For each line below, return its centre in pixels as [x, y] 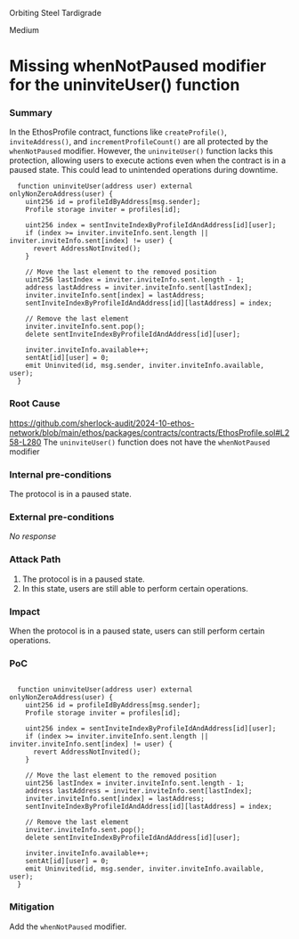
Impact [25, 611]
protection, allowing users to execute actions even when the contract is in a [148, 160]
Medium [24, 30]
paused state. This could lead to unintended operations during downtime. [144, 170]
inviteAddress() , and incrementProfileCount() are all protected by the [139, 142]
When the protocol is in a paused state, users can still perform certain [137, 631]
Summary [31, 113]
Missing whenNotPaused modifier [138, 66]
